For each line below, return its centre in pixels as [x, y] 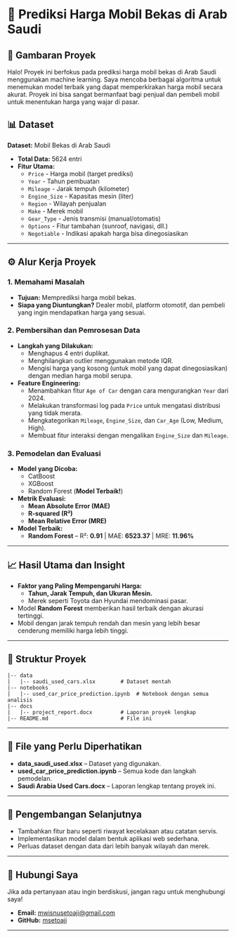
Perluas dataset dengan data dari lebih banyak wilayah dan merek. [114, 846]
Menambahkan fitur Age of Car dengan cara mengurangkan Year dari [128, 390]
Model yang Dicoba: [47, 469]
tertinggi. [31, 615]
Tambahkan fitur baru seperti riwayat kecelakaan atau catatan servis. [118, 831]
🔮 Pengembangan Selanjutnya [74, 814]
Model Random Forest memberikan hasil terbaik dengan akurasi [110, 608]
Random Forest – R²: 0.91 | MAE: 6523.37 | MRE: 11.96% [111, 536]
